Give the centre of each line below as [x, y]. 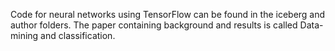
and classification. [78, 35]
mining [24, 35]
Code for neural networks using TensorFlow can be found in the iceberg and [168, 14]
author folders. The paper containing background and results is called [154, 25]
